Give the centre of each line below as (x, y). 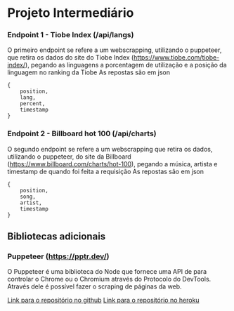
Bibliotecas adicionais (57, 237)
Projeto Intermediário (71, 13)
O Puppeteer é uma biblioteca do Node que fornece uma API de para (107, 272)
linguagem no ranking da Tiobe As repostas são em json (89, 72)
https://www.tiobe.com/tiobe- (176, 58)
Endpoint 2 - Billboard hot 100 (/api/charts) (82, 133)
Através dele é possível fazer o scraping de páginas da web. (95, 286)
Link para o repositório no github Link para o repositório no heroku (103, 300)
